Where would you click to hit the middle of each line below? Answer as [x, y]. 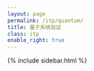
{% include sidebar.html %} [47, 60]
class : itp [23, 34]
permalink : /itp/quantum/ [45, 21]
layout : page [27, 14]
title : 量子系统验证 [34, 27]
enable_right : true [36, 40]
